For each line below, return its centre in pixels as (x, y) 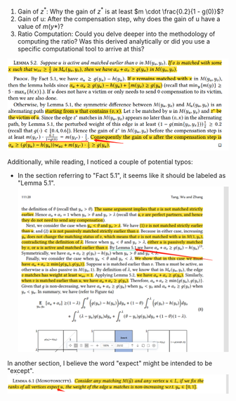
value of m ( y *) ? (40, 26)
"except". (21, 370)
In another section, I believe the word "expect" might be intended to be (110, 363)
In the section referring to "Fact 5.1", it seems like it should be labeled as (122, 175)
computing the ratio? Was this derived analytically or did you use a (114, 41)
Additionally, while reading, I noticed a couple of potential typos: (100, 162)
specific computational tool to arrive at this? (81, 49)
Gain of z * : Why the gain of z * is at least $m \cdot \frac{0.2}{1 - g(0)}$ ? (120, 11)
